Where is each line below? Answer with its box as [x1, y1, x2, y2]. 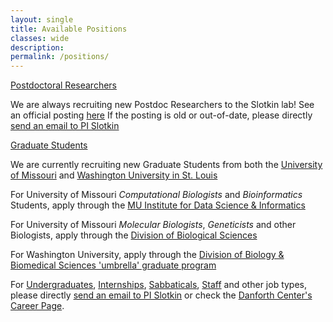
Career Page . [10, 300, 65, 312]
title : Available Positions [10, 24, 128, 34]
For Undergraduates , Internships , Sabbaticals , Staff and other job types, [10, 279, 308, 291]
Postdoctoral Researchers [10, 79, 118, 91]
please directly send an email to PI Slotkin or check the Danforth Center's [10, 289, 313, 301]
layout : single [10, 14, 74, 25]
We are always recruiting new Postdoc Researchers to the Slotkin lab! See [10, 99, 315, 111]
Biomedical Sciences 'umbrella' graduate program [10, 259, 217, 271]
